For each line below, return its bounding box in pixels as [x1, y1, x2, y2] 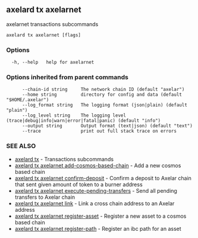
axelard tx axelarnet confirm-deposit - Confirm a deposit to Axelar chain [14, 174, 192, 181]
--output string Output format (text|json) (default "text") [21, 123, 193, 129]
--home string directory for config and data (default [21, 92, 183, 98]
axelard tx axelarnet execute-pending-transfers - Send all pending [14, 187, 177, 194]
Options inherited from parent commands [6, 73, 129, 82]
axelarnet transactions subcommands [6, 20, 99, 27]
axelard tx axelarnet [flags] [6, 32, 81, 38]
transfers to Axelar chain [14, 193, 76, 201]
